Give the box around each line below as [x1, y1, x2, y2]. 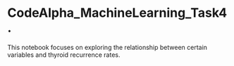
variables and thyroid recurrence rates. [7, 51, 121, 59]
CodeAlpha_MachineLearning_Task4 [7, 5, 228, 21]
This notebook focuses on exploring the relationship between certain [7, 43, 208, 51]
